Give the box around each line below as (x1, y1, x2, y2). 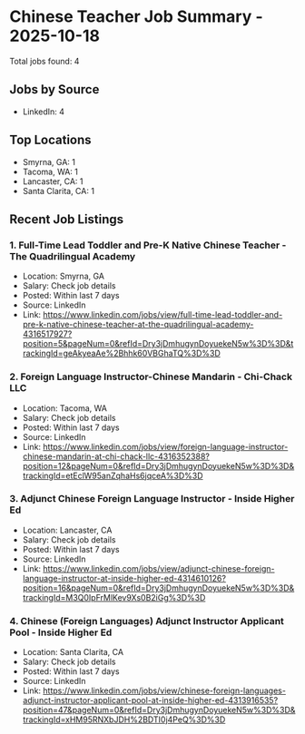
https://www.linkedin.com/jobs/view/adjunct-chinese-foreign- (43, 563, 275, 573)
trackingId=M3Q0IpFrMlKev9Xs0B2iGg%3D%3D (22, 592, 206, 602)
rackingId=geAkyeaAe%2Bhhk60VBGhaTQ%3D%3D (22, 347, 221, 359)
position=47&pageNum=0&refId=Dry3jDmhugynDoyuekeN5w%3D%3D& (22, 705, 296, 716)
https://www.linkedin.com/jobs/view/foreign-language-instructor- (43, 441, 289, 452)
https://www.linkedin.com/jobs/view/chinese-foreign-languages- (43, 685, 286, 696)
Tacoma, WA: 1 (22, 166, 79, 177)
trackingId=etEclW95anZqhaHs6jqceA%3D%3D (22, 470, 203, 481)
